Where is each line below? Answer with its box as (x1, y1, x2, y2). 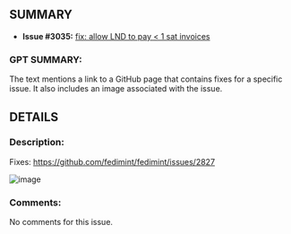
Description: (9, 136, 64, 149)
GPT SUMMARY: (9, 53, 82, 65)
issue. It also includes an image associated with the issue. (9, 83, 223, 94)
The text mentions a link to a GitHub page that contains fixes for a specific (9, 74, 283, 84)
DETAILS (9, 109, 59, 125)
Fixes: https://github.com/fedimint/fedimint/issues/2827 (9, 156, 216, 167)
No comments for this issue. (9, 217, 114, 228)
